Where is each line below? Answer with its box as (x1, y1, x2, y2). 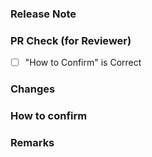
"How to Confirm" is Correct (24, 57, 142, 69)
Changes (10, 82, 56, 96)
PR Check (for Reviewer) (10, 33, 132, 47)
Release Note (10, 7, 77, 21)
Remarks (10, 136, 55, 150)
